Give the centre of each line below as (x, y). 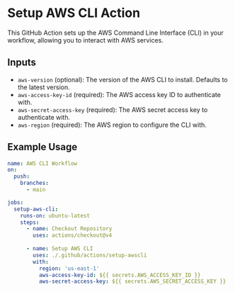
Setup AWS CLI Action (74, 13)
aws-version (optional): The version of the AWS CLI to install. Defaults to (122, 79)
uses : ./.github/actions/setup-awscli (90, 255)
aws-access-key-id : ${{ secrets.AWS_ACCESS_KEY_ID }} (120, 275)
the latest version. (44, 87)
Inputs (22, 63)
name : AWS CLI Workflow (42, 163)
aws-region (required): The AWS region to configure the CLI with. (112, 125)
